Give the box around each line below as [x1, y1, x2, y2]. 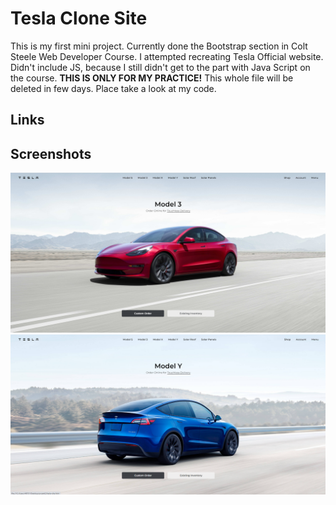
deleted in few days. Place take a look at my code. [10, 82, 217, 94]
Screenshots [10, 145, 92, 162]
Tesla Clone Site [10, 7, 148, 30]
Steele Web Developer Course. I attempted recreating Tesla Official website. [10, 50, 324, 62]
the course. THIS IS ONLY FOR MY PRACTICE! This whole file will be [10, 72, 294, 84]
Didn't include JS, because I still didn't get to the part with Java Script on [10, 61, 311, 73]
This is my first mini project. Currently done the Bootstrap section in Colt [10, 40, 308, 52]
